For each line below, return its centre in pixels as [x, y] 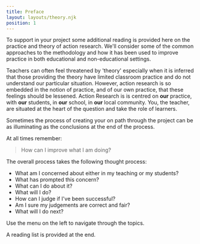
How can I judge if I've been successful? [65, 199]
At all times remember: [34, 138]
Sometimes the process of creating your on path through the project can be [100, 121]
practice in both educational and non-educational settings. [79, 59]
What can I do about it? [44, 186]
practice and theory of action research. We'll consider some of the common [100, 46]
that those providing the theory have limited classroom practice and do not [98, 77]
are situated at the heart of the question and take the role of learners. [92, 109]
